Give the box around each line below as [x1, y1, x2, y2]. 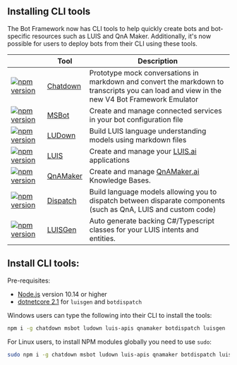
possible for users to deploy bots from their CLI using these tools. [7, 39, 197, 48]
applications [89, 155, 130, 165]
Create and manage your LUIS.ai [89, 146, 197, 156]
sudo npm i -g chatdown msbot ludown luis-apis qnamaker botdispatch [7, 351, 217, 358]
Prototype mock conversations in [89, 68, 199, 78]
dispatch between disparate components [89, 195, 226, 205]
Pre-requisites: [7, 276, 51, 285]
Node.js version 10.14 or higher [17, 290, 107, 298]
